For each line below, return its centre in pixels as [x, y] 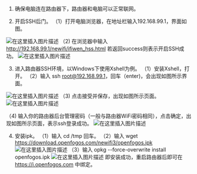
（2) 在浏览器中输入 [84, 41]
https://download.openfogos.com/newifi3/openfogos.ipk [83, 143]
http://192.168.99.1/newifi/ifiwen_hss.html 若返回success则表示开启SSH [93, 49]
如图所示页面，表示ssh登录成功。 [52, 123]
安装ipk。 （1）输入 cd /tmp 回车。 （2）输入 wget [76, 136]
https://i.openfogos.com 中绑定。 [55, 164]
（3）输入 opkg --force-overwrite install [117, 149]
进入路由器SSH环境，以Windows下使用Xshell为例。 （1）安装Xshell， [99, 69]
